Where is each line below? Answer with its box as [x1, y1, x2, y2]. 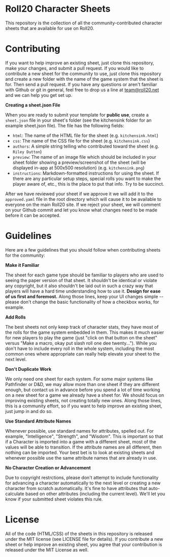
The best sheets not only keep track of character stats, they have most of [5, 324, 159, 330]
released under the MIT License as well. [5, 546, 89, 553]
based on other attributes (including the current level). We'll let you [25, 491, 165, 497]
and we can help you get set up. [5, 92, 73, 98]
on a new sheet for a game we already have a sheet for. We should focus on [5, 392, 164, 398]
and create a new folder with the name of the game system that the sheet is [5, 76, 163, 82]
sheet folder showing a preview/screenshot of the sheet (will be [12, 159, 146, 165]
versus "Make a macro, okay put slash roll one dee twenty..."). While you [5, 340, 157, 346]
